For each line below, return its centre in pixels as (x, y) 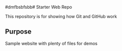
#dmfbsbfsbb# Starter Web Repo (39, 7)
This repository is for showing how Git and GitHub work (61, 16)
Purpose (18, 32)
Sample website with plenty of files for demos (51, 43)
